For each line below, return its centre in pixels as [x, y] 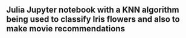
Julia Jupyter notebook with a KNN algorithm [93, 10]
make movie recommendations [66, 29]
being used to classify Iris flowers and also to [93, 20]
